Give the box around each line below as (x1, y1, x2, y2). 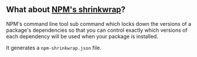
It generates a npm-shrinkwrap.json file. (6, 44, 102, 51)
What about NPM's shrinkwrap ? (6, 5, 126, 15)
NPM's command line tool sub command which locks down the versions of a (6, 20, 192, 27)
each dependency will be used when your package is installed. (6, 32, 159, 40)
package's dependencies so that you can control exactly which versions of (6, 26, 188, 33)
